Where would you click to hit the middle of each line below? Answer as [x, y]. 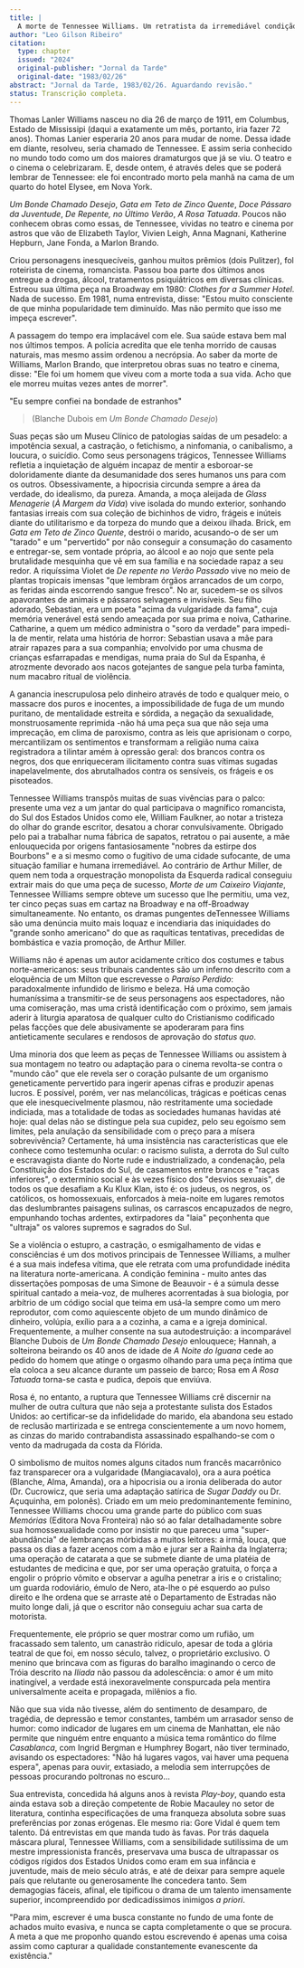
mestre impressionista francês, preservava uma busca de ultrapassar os [144, 1851]
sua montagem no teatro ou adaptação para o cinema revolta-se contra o [146, 1063]
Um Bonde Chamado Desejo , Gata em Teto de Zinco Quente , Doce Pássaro [151, 204]
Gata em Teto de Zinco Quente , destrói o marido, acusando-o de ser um [144, 532]
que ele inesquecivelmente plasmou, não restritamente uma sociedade [141, 1102]
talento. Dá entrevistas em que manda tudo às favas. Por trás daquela [139, 1832]
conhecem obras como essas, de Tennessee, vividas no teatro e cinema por [152, 223]
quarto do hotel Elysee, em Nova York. [81, 186]
